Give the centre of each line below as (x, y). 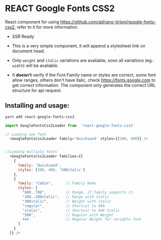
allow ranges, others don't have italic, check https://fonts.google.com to (84, 80)
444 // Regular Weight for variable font (82, 219)
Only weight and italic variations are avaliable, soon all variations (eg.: (83, 60)
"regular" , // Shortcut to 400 (64, 206)
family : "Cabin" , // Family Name (57, 183)
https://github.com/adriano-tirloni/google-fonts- (108, 22)
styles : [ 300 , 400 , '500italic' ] (51, 170)
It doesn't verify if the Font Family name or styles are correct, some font (84, 75)
